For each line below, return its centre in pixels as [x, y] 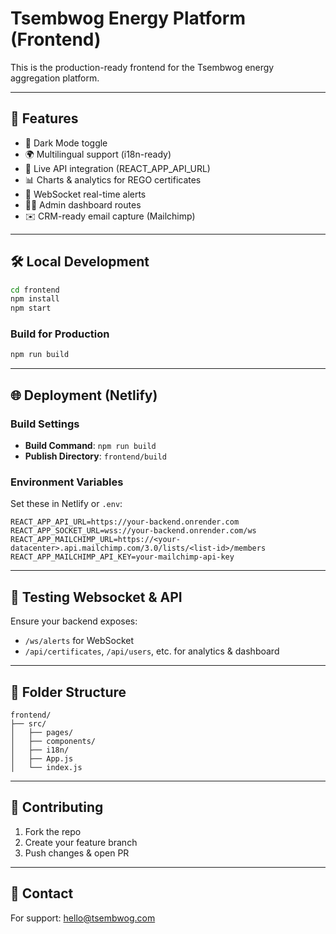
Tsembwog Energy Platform [128, 18]
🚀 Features [44, 118]
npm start [31, 308]
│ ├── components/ [53, 741]
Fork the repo [53, 831]
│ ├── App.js [42, 758]
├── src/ [28, 723]
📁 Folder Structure [68, 692]
